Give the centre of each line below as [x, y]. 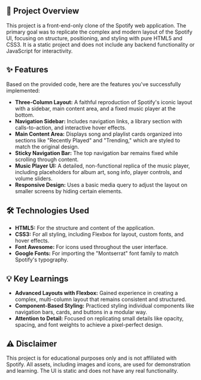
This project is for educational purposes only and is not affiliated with [92, 358]
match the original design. [47, 147]
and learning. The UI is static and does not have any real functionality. [92, 371]
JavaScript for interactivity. [39, 51]
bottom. [25, 115]
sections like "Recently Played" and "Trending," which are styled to [98, 140]
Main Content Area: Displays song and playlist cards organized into [98, 134]
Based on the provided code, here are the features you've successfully [94, 84]
